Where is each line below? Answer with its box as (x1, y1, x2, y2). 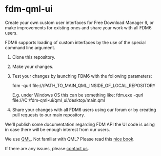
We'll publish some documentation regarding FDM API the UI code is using (5, 121, 155, 127)
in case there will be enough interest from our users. (5, 126, 110, 133)
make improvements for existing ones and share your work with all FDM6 (5, 24, 152, 30)
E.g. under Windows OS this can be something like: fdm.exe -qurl (12, 92, 143, 98)
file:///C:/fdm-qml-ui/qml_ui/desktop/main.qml (12, 97, 105, 103)
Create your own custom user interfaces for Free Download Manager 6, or (5, 20, 154, 25)
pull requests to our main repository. (12, 111, 85, 118)
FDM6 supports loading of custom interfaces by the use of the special (5, 39, 146, 45)
